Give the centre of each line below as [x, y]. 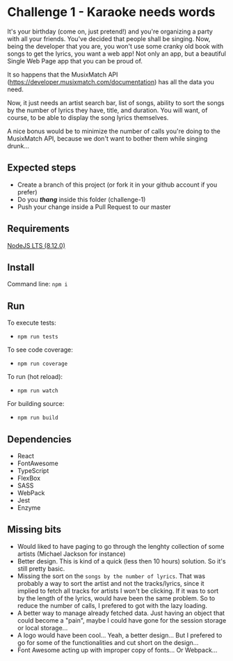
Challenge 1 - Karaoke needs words [111, 12]
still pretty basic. [41, 568]
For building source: [36, 404]
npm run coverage [42, 364]
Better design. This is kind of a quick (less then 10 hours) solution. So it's [121, 561]
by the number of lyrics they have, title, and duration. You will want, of [107, 110]
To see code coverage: [40, 350]
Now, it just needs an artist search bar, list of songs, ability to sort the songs [116, 102]
